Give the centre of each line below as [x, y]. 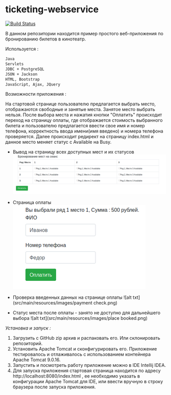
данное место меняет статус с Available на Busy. [58, 142]
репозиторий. [28, 343]
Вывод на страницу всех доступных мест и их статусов [73, 151]
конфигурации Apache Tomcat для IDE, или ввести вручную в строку [88, 381]
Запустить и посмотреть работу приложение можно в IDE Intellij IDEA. [89, 365]
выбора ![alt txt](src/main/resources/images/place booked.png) [80, 318]
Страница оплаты [32, 202]
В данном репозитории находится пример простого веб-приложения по [84, 33]
